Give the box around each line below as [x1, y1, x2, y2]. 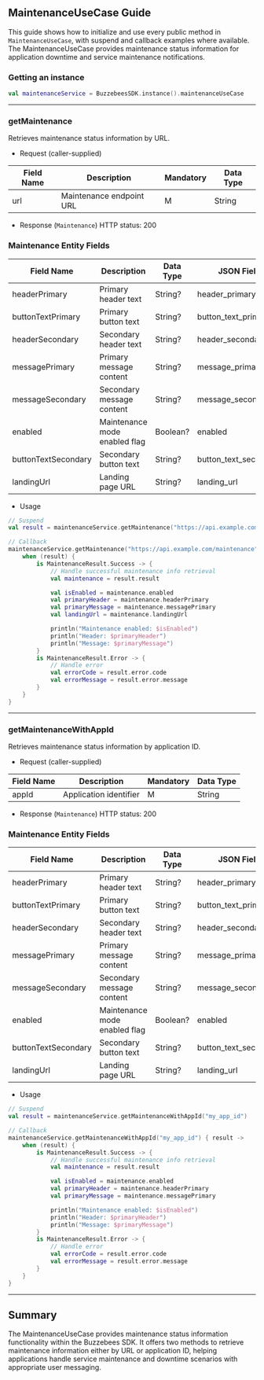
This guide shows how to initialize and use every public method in [8, 27, 222, 36]
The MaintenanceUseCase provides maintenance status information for [8, 43, 240, 53]
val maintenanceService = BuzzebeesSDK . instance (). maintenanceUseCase [8, 90, 244, 98]
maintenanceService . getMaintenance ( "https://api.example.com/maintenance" [8, 546, 258, 554]
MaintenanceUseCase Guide [8, 6, 152, 20]
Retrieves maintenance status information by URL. [8, 134, 170, 143]
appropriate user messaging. [8, 1363, 102, 1372]
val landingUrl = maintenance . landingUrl [49, 611, 189, 619]
